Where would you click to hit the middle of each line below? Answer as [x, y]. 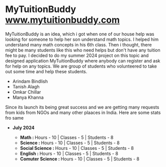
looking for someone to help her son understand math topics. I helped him [82, 39]
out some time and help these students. [46, 71]
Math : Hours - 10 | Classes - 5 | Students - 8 [67, 137]
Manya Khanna [28, 97]
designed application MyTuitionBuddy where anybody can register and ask [83, 61]
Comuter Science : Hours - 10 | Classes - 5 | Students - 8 [80, 159]
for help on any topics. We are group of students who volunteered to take [81, 66]
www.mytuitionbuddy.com [62, 20]
